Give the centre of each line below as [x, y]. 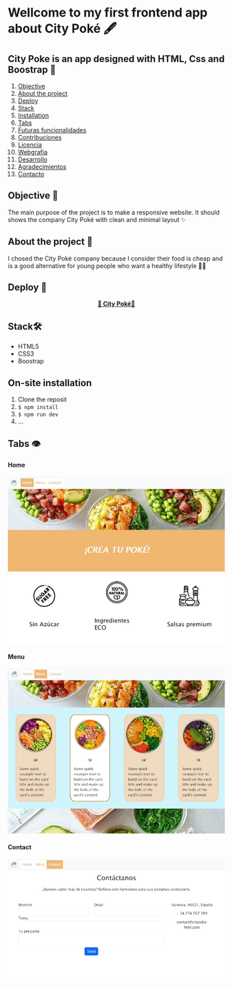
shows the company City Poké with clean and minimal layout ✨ [97, 219]
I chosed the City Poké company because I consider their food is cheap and [115, 258]
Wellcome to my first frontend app [108, 13]
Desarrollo [32, 159]
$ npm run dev [38, 415]
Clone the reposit [42, 400]
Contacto [31, 174]
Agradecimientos [42, 167]
